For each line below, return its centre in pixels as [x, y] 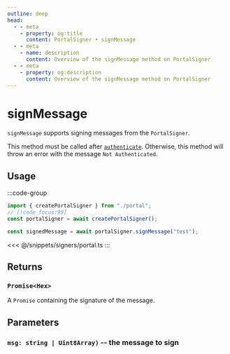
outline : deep [28, 14]
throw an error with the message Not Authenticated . [82, 154]
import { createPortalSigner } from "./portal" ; [79, 206]
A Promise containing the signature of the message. [81, 300]
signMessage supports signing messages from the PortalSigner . [99, 133]
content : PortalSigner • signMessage [81, 40]
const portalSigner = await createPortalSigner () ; [82, 219]
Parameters [33, 322]
